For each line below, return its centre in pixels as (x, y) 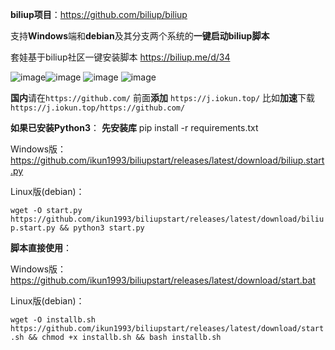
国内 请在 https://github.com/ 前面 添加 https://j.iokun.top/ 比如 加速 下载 (163, 97)
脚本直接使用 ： (41, 247)
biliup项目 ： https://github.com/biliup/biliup (99, 14)
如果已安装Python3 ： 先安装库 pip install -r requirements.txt (134, 127)
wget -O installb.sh (53, 320)
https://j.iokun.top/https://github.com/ (98, 108)
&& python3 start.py (102, 228)
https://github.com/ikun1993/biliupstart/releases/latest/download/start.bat (163, 280)
